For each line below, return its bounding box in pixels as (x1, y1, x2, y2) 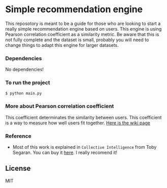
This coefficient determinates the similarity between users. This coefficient (5, 114, 162, 120)
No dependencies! (5, 66, 44, 72)
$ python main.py (5, 91, 42, 96)
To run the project (5, 79, 50, 86)
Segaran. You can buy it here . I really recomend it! (12, 149, 118, 155)
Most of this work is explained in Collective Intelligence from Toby (12, 144, 157, 150)
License (5, 164, 31, 173)
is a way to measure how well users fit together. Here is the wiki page (5, 120, 151, 126)
